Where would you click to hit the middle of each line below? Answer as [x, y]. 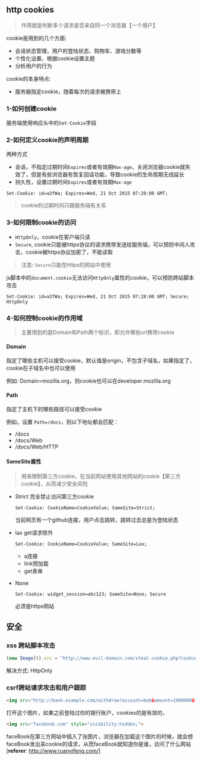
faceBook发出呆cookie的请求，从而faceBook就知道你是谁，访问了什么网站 [99, 744]
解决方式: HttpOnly [29, 671]
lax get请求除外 [34, 532]
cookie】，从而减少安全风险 [54, 483]
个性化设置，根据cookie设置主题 [55, 58]
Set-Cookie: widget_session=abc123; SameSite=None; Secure [90, 594]
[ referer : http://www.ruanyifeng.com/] [54, 751]
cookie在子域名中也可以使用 [41, 368]
